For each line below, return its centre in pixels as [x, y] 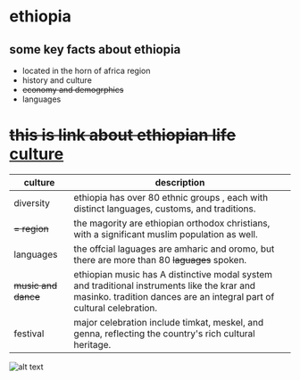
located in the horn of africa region [86, 70]
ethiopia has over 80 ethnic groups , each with [171, 197]
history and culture [57, 80]
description [180, 182]
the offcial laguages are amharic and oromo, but [174, 249]
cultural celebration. [116, 308]
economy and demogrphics [73, 90]
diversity [32, 202]
